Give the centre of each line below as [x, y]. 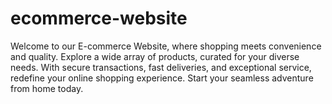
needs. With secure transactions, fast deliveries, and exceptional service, [161, 67]
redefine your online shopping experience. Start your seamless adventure [162, 78]
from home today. [47, 88]
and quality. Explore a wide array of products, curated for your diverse [155, 56]
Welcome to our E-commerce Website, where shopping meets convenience [166, 46]
